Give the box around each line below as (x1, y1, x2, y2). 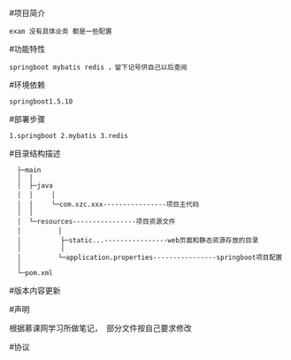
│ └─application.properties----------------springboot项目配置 (17, 253, 283, 262)
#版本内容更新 (9, 286, 61, 295)
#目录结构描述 (9, 149, 61, 158)
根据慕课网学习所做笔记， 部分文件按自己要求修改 (9, 323, 192, 333)
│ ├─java (17, 181, 53, 190)
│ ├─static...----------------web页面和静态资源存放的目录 (17, 236, 259, 245)
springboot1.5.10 (9, 97, 73, 106)
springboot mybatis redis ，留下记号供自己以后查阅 (9, 63, 188, 72)
